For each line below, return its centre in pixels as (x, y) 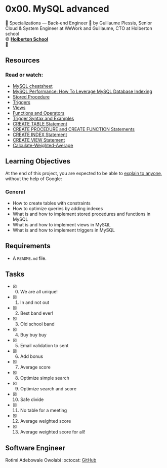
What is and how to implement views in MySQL (61, 224)
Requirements (28, 246)
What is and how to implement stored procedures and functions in (81, 214)
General (15, 192)
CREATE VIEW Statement (39, 140)
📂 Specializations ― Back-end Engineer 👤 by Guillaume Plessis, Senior (79, 23)
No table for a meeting (44, 410)
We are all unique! (39, 292)
